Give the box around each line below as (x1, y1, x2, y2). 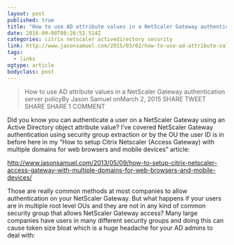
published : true (7, 17, 54, 24)
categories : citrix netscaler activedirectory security (7, 36, 173, 43)
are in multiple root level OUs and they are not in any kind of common (7, 201, 206, 210)
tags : (7, 49, 23, 56)
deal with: (7, 230, 36, 239)
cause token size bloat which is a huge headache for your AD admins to (7, 223, 214, 232)
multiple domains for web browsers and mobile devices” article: (7, 145, 190, 153)
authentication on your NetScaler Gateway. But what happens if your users (7, 194, 221, 202)
